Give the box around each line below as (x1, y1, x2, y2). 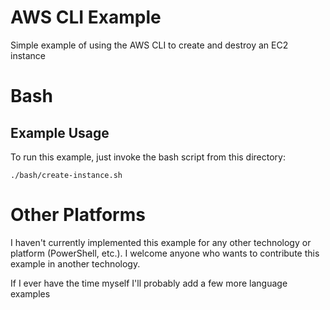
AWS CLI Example (10, 6, 162, 29)
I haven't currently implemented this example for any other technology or (10, 236, 312, 248)
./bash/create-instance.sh (10, 170, 123, 180)
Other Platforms (10, 204, 146, 226)
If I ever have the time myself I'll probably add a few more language (10, 277, 288, 289)
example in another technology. (10, 257, 141, 270)
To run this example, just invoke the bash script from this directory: (10, 151, 287, 163)
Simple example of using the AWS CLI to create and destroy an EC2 (10, 39, 289, 51)
